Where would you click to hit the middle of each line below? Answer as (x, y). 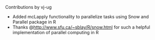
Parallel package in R (34, 22)
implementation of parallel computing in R (55, 32)
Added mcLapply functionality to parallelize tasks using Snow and (81, 17)
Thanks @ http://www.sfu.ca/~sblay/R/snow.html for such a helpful (81, 27)
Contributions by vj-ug (28, 7)
